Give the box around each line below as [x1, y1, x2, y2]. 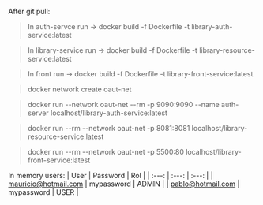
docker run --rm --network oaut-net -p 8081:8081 [27, 124, 190, 132]
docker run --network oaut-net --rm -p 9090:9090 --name [27, 100, 220, 109]
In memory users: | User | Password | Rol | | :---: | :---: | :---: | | [8, 171, 213, 180]
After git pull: [8, 7, 51, 16]
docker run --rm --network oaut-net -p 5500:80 [27, 147, 184, 156]
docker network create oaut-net [27, 84, 132, 94]
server [27, 108, 49, 117]
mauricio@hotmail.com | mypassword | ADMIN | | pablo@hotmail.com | [8, 179, 240, 188]
